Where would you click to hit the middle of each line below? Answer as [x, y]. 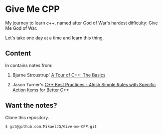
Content [18, 53]
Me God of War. [21, 28]
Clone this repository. [27, 117]
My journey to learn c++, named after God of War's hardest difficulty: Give [81, 23]
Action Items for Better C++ [41, 90]
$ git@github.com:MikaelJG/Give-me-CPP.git [51, 127]
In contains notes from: [29, 65]
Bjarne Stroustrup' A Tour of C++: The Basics [59, 75]
